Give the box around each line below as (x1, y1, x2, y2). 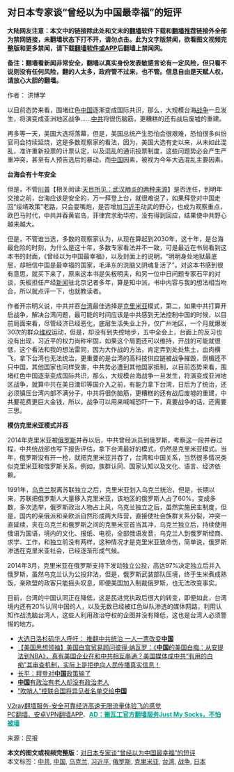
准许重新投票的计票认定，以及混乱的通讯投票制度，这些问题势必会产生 (19, 146, 221, 155)
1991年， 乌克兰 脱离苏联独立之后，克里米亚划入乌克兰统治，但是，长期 (7, 485, 209, 493)
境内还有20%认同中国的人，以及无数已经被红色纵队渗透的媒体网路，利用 (7, 602, 217, 610)
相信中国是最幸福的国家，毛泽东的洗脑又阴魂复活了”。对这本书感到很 (25, 261, 224, 269)
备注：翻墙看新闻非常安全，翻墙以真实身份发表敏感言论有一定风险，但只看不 (7, 59, 227, 67)
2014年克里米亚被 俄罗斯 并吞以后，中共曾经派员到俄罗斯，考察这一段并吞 (7, 435, 217, 444)
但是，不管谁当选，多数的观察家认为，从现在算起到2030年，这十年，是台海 (7, 234, 224, 242)
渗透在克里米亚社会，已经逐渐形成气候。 (7, 546, 123, 555)
